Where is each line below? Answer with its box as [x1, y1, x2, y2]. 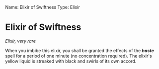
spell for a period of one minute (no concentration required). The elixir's [5, 53, 153, 59]
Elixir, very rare [5, 38, 36, 44]
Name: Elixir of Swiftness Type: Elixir [5, 4, 80, 10]
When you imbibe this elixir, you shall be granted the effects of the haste [5, 47, 154, 54]
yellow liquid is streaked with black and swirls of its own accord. [5, 58, 137, 64]
